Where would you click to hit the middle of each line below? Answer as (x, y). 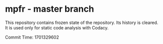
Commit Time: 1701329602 (32, 37)
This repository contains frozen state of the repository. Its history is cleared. (81, 22)
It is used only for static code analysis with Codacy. (57, 27)
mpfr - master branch (50, 9)
